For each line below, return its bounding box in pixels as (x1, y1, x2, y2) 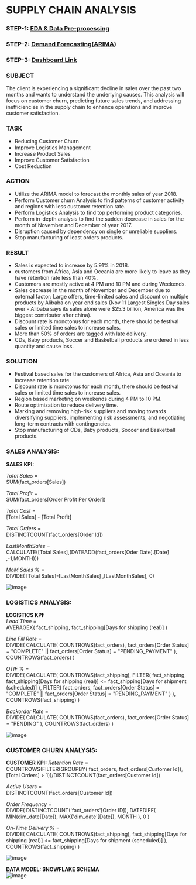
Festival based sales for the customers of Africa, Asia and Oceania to (14, 371, 181, 378)
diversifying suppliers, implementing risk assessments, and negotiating (14, 414, 186, 421)
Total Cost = (6, 507, 36, 514)
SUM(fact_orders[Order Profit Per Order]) (6, 496, 106, 503)
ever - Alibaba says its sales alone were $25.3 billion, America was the (14, 306, 185, 313)
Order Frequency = (6, 801, 52, 808)
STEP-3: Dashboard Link (6, 56, 77, 64)
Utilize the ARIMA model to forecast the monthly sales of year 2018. (14, 190, 178, 197)
